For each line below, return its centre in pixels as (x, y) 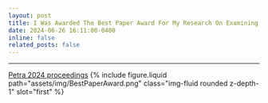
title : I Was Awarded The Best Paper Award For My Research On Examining (134, 23)
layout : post (30, 15)
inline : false (32, 38)
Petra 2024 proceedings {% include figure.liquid (88, 75)
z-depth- (244, 83)
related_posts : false (44, 45)
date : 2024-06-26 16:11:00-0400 (62, 30)
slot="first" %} (40, 92)
